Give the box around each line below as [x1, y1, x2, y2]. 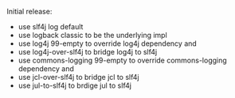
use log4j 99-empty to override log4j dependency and [18, 39, 198, 48]
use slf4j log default [18, 22, 84, 31]
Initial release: [6, 7, 53, 16]
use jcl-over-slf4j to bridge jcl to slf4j [18, 73, 139, 81]
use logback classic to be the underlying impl [18, 31, 167, 40]
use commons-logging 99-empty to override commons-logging [18, 55, 227, 65]
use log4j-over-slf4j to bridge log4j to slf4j [18, 47, 158, 56]
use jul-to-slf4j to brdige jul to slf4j [18, 81, 132, 90]
